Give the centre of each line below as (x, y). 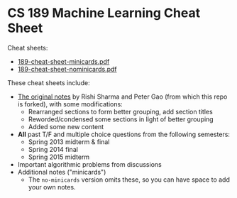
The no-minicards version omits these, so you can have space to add (129, 180)
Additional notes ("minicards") (62, 172)
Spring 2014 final (53, 149)
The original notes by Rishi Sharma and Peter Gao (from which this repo (122, 97)
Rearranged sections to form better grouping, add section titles (120, 111)
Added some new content (66, 126)
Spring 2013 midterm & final (69, 142)
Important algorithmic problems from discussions (89, 164)
